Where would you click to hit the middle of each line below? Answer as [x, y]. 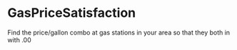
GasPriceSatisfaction [72, 13]
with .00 [19, 39]
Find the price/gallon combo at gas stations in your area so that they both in [119, 32]
